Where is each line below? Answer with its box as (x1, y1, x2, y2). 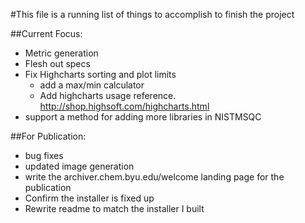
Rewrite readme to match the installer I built (24, 203, 205, 214)
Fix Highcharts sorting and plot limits (24, 69, 177, 80)
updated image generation (24, 160, 135, 172)
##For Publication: (10, 130, 87, 142)
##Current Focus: (10, 28, 83, 39)
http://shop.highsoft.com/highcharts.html (39, 100, 210, 112)
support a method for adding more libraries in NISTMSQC (24, 111, 262, 123)
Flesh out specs (24, 58, 91, 69)
